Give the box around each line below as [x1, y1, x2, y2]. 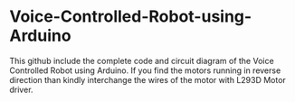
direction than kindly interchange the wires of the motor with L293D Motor [9, 74, 287, 85]
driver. [9, 84, 33, 95]
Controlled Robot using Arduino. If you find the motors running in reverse [9, 65, 281, 76]
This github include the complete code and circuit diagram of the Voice [9, 55, 274, 66]
